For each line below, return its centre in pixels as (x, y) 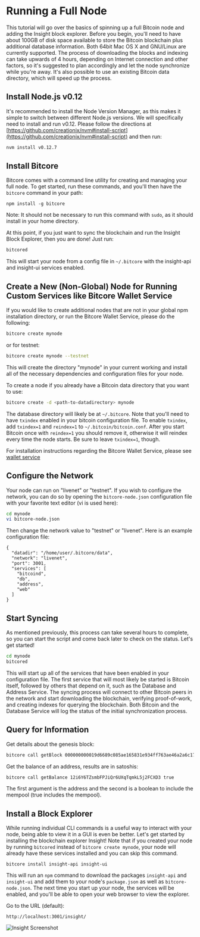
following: (18, 323)
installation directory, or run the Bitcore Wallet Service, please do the (90, 316)
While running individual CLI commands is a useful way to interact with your (99, 828)
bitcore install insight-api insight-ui (57, 864)
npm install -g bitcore (36, 204)
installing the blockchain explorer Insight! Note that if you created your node (99, 841)
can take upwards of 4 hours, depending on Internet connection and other (97, 59)
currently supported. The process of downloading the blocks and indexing (97, 52)
